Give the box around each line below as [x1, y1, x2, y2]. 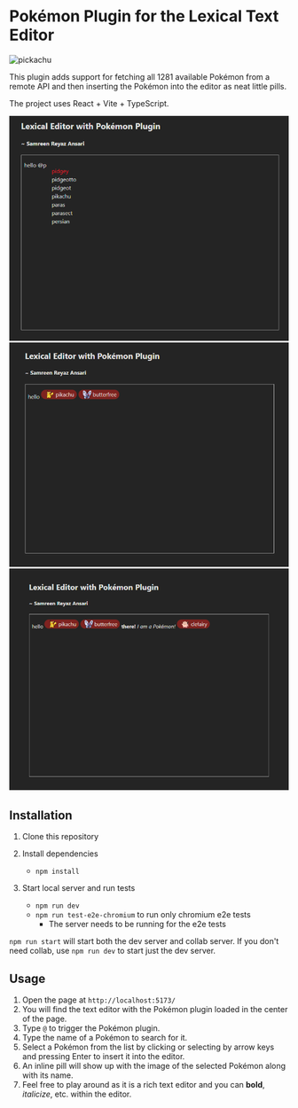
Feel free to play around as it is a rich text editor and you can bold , [21, 1079, 265, 1089]
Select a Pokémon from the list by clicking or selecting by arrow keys [21, 1042, 275, 1052]
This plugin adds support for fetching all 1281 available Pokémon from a [9, 71, 271, 82]
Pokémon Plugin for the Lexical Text [9, 6, 279, 27]
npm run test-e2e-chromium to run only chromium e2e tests [35, 909, 251, 920]
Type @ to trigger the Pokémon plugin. [21, 1022, 161, 1034]
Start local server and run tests [21, 883, 136, 893]
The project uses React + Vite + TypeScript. [9, 98, 169, 108]
